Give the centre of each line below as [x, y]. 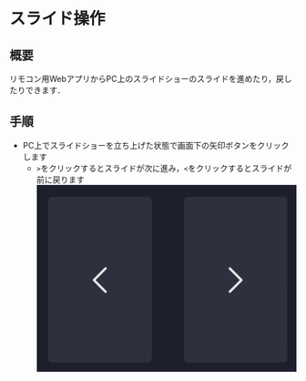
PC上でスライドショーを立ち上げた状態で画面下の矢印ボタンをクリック [156, 145]
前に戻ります [60, 180]
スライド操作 [58, 19]
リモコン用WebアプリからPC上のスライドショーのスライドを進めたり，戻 [147, 79]
